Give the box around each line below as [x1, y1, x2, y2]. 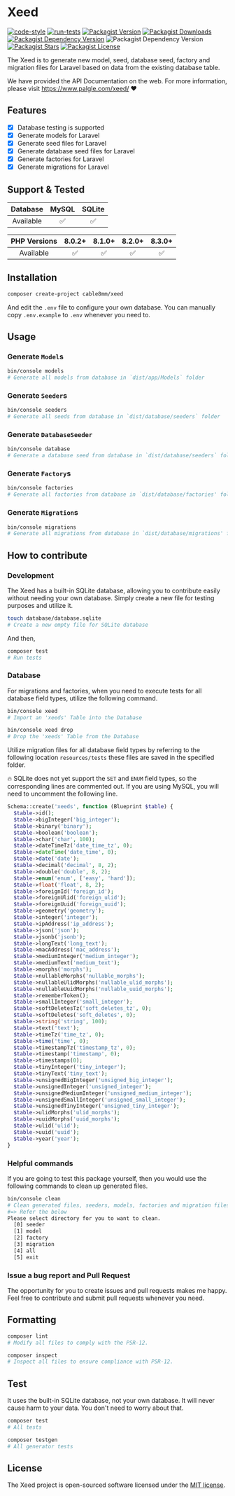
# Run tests [7, 654, 42, 661]
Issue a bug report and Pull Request [7, 1270, 131, 1280]
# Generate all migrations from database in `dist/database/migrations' [7, 530, 224, 537]
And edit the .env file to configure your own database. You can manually [7, 303, 215, 312]
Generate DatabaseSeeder [7, 430, 93, 440]
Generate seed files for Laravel [17, 139, 107, 147]
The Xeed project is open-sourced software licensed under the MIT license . [7, 1481, 226, 1489]
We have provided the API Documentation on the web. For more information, [7, 76, 227, 85]
